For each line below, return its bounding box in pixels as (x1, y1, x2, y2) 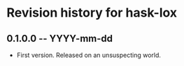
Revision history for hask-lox (6, 5, 178, 21)
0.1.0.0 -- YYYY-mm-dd (6, 33, 113, 44)
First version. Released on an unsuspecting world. (16, 51, 162, 59)
